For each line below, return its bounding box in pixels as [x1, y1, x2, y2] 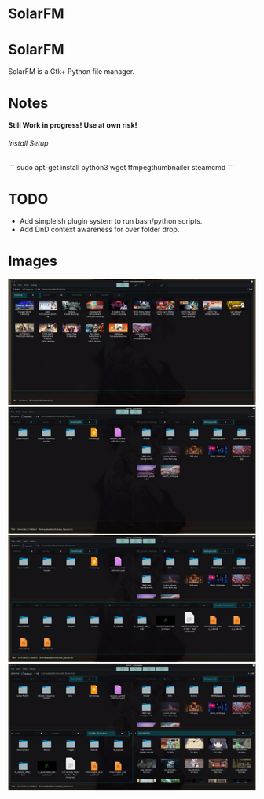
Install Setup [8, 139, 49, 148]
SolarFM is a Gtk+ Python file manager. [8, 67, 135, 76]
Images [8, 253, 57, 270]
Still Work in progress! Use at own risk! [8, 120, 137, 130]
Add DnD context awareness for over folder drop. [19, 225, 180, 235]
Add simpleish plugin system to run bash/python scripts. [19, 216, 203, 226]
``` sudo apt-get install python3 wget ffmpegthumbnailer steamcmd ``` [8, 163, 234, 172]
